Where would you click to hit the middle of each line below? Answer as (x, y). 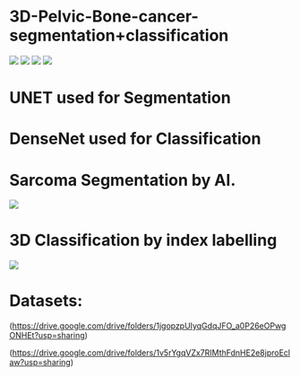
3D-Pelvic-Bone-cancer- (104, 17)
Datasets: (46, 301)
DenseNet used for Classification (135, 139)
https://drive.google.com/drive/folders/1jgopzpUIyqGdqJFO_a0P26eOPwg (149, 326)
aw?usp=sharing (40, 363)
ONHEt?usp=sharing (47, 336)
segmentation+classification (119, 35)
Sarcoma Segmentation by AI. (123, 180)
